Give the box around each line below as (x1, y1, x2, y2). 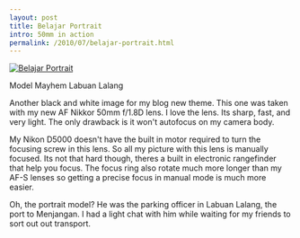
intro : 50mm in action (9, 30, 94, 39)
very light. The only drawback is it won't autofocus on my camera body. (9, 117, 275, 128)
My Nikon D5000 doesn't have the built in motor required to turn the (9, 134, 261, 145)
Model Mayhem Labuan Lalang (9, 80, 124, 91)
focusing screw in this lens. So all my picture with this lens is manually (9, 144, 269, 154)
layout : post (9, 13, 58, 22)
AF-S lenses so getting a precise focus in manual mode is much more (9, 172, 267, 183)
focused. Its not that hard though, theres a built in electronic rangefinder (9, 154, 277, 164)
